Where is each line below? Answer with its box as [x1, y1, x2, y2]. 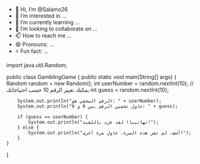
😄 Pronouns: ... [15, 41, 55, 48]
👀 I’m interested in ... [15, 12, 67, 19]
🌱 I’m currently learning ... [15, 19, 80, 26]
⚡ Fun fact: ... [15, 47, 49, 55]
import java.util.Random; [6, 61, 67, 69]
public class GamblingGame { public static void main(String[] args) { [6, 73, 177, 80]
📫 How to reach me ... [15, 32, 72, 39]
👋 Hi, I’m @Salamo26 [15, 6, 68, 13]
